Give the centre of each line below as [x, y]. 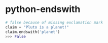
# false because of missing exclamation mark [54, 22]
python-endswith [43, 9]
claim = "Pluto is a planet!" [37, 27]
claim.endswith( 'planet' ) [32, 32]
